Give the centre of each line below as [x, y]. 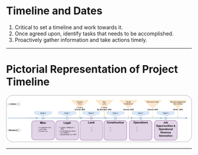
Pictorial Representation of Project [92, 70]
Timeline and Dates [55, 11]
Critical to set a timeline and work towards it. [69, 27]
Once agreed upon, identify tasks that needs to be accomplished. [94, 33]
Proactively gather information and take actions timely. [81, 40]
